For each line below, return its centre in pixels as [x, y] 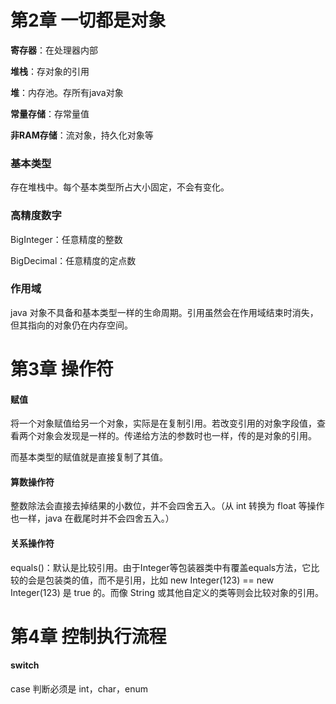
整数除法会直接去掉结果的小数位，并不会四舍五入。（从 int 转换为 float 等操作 [167, 506]
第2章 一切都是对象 [88, 20]
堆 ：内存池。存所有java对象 [67, 92]
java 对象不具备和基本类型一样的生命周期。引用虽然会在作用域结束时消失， [164, 312]
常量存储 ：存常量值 [50, 113]
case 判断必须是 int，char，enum [79, 689]
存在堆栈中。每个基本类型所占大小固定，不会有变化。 [120, 187]
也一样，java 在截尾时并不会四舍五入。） [92, 518]
